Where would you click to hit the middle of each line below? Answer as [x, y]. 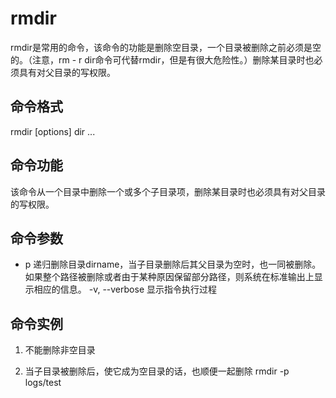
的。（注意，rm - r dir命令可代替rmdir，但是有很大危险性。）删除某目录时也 [162, 59]
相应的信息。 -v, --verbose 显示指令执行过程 [125, 289]
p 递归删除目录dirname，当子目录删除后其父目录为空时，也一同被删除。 [173, 264]
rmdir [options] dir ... [53, 131]
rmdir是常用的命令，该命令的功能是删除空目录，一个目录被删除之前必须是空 [166, 47]
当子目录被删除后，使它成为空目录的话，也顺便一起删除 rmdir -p [157, 371]
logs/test [43, 383]
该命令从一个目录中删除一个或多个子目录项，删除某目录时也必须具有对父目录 [168, 191]
